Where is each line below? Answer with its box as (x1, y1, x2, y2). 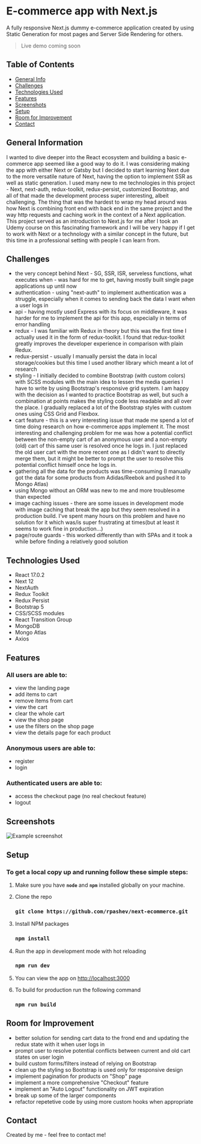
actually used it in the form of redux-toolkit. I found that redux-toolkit (14, 333, 185, 341)
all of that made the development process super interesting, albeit (6, 192, 169, 199)
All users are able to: (6, 671, 68, 679)
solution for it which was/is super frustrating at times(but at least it (14, 519, 179, 526)
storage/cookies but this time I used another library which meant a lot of (14, 359, 194, 367)
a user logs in (14, 302, 49, 309)
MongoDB (14, 622, 40, 630)
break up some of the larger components (14, 1092, 117, 1099)
